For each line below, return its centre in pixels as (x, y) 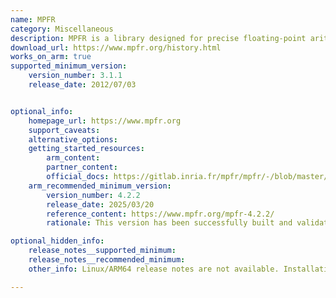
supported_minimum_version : (69, 66)
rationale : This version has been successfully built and (169, 223)
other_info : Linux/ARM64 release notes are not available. (154, 269)
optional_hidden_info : (57, 241)
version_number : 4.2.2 (93, 195)
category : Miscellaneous (62, 29)
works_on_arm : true (51, 57)
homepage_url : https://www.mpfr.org (105, 121)
